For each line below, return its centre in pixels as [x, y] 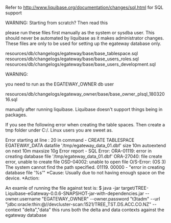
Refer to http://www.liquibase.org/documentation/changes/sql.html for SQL [84, 7]
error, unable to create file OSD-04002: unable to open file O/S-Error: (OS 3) [86, 162]
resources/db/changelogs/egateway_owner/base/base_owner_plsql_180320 [85, 94]
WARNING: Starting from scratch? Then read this [57, 23]
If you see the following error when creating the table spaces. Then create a [85, 125]
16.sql [11, 99]
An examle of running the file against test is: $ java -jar [63, 188]
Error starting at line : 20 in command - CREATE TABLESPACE [70, 140]
